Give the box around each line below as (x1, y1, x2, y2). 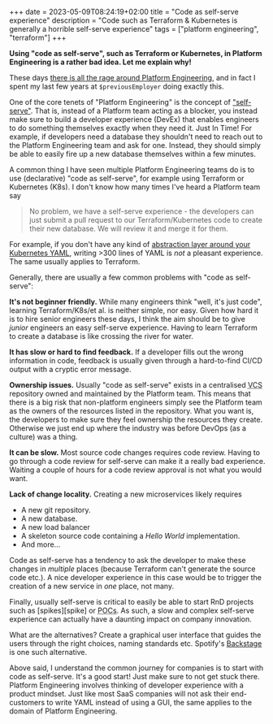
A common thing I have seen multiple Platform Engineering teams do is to (9, 165, 255, 174)
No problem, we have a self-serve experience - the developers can (28, 206, 254, 216)
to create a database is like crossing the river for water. (9, 332, 194, 340)
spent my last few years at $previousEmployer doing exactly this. (9, 81, 224, 91)
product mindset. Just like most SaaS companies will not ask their (9, 689, 230, 698)
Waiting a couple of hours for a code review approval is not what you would (9, 465, 262, 475)
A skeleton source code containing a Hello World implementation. (20, 531, 240, 540)
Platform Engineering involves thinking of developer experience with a (9, 680, 245, 690)
